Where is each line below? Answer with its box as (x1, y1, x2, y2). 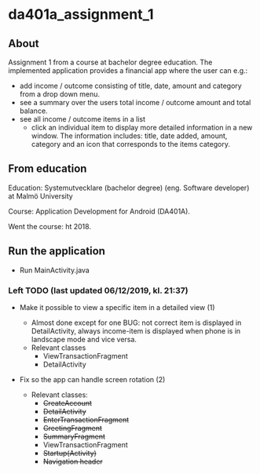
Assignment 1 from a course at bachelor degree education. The (8, 57, 213, 67)
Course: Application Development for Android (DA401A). (8, 206, 191, 216)
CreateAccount (42, 398, 93, 407)
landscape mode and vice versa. (31, 334, 137, 344)
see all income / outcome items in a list (19, 115, 146, 123)
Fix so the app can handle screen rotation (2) (19, 374, 166, 384)
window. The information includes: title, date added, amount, (31, 131, 228, 140)
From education (8, 162, 87, 176)
